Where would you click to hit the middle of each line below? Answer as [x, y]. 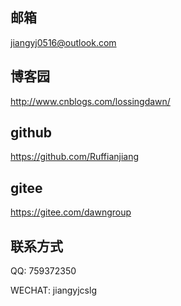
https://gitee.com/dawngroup [71, 212]
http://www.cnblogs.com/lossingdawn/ [90, 101]
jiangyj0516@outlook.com [63, 42]
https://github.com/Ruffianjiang [75, 157]
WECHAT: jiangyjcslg [53, 290]
